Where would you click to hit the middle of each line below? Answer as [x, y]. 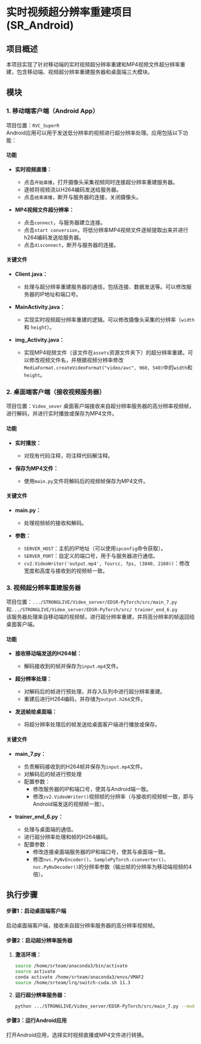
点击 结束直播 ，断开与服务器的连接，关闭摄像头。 [83, 197]
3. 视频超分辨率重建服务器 [44, 588]
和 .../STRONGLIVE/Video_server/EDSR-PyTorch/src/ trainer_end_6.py [92, 609]
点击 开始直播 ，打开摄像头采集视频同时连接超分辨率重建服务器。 [101, 182]
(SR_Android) [40, 25]
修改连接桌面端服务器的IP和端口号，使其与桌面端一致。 [101, 851]
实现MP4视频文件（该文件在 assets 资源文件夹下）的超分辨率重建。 [106, 353]
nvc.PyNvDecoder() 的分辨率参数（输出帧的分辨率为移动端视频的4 [112, 866]
